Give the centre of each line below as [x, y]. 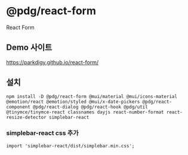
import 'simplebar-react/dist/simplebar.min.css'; [70, 146]
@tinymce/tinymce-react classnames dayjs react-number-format [85, 112]
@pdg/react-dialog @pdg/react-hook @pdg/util [90, 107]
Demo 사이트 [29, 48]
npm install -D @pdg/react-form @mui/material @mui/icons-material [92, 96]
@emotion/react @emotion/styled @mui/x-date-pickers [73, 102]
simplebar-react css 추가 [42, 133]
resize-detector [26, 117]
